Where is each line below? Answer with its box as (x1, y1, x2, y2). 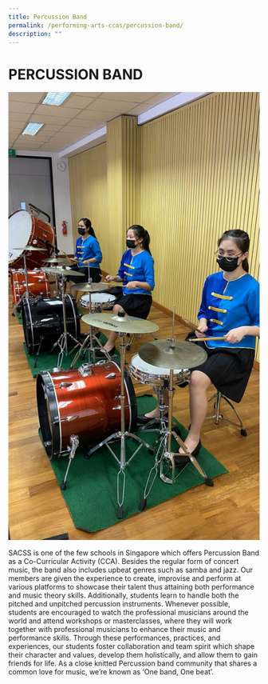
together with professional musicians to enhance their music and (8, 625, 221, 634)
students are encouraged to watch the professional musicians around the (8, 608, 249, 618)
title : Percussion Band (8, 13, 88, 21)
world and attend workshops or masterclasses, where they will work (8, 616, 233, 626)
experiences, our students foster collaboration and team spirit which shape (8, 642, 255, 651)
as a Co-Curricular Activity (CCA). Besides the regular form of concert (8, 557, 239, 566)
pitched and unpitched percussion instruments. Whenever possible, (8, 599, 231, 609)
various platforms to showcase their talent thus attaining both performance (8, 582, 254, 592)
